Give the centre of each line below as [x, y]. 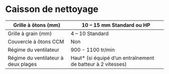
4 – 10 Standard [90, 33]
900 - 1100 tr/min [93, 49]
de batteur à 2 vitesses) [99, 64]
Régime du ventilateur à [36, 57]
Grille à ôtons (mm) [37, 25]
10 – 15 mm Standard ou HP [116, 25]
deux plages [22, 64]
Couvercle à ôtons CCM [36, 41]
